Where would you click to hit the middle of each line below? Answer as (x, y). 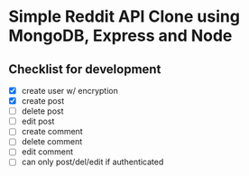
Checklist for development (85, 69)
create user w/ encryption (69, 91)
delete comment (52, 142)
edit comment (47, 152)
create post (43, 101)
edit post (38, 121)
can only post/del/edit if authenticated (92, 162)
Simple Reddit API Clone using (124, 17)
